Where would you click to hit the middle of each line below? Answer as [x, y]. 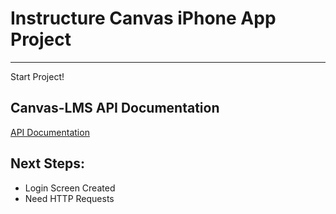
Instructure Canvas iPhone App [143, 18]
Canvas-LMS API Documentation [115, 108]
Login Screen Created [70, 188]
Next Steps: [47, 163]
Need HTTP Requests [69, 198]
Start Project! [37, 76]
